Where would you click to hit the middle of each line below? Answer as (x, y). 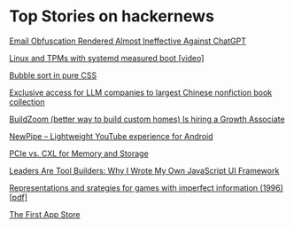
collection (27, 102)
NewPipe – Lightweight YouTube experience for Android (112, 136)
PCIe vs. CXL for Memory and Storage (79, 153)
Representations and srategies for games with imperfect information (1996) (146, 187)
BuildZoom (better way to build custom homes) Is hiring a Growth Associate (147, 119)
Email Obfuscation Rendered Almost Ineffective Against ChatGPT (128, 41)
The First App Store (45, 214)
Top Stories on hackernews (112, 16)
